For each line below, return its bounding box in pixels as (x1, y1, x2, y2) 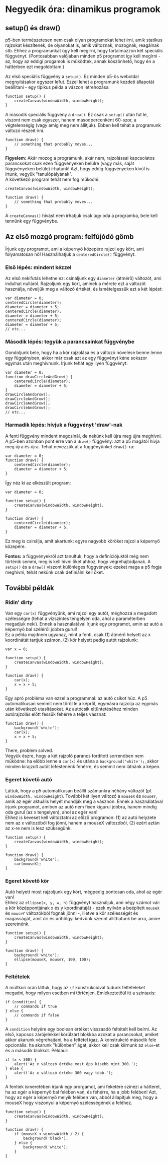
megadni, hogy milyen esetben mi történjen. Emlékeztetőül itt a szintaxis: (5, 990, 156, 996)
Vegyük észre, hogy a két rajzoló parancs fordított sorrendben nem (5, 753, 144, 759)
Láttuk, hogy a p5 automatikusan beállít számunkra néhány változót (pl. (5, 787, 152, 794)
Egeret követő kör (5, 877, 49, 884)
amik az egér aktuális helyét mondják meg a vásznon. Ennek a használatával (5, 798, 163, 804)
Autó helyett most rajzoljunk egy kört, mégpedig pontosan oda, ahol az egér (5, 888, 162, 895)
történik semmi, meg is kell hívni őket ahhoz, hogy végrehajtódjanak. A (5, 558, 151, 565)
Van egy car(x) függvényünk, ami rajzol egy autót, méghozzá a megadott (5, 610, 157, 617)
